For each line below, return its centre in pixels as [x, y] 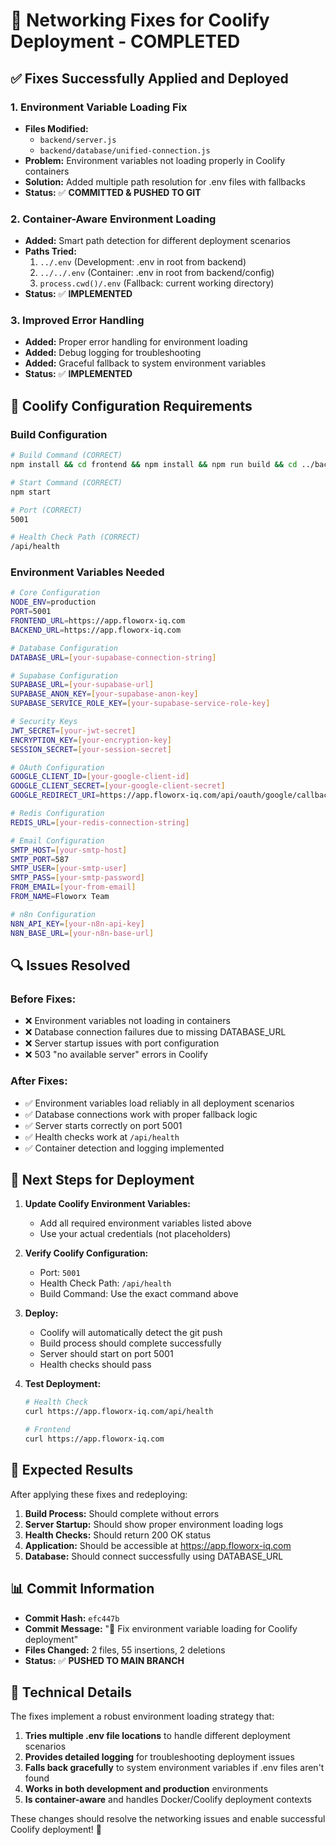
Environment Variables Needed [87, 572]
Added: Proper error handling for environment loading [136, 342]
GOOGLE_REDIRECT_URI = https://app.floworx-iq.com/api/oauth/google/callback [171, 795]
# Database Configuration [64, 648]
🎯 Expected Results [72, 1470]
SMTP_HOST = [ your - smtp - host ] [69, 850]
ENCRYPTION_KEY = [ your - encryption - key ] [91, 740]
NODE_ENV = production [53, 602]
